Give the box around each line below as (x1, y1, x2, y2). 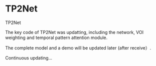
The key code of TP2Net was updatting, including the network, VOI (5, 29, 144, 35)
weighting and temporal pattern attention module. (5, 34, 108, 40)
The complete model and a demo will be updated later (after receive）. (5, 44, 151, 50)
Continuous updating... (5, 54, 53, 60)
